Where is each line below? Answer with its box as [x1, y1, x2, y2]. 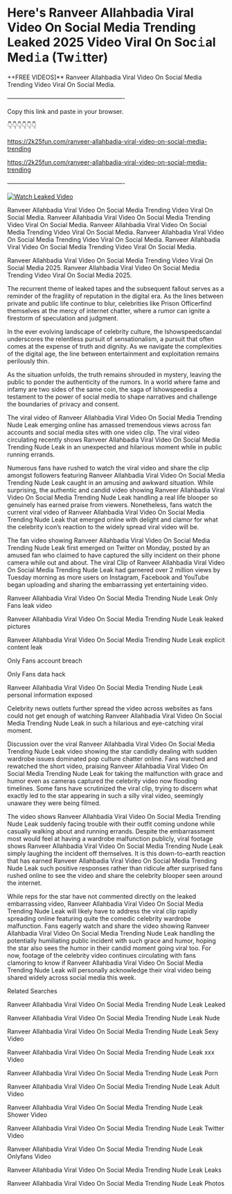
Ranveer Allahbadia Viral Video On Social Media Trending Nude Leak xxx [7, 1047, 215, 1056]
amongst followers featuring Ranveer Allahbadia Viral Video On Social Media [7, 471, 225, 479]
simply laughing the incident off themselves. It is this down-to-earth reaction [7, 849, 226, 857]
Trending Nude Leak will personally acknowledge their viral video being [7, 965, 211, 974]
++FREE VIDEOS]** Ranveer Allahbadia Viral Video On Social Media [7, 73, 202, 81]
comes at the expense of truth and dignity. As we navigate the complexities [7, 342, 222, 350]
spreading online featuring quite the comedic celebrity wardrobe [7, 914, 192, 922]
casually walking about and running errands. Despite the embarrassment [7, 827, 215, 835]
